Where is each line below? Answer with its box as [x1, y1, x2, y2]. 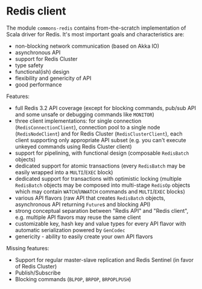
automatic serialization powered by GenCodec [14, 226, 125, 233]
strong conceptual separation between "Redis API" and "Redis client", [14, 207, 189, 214]
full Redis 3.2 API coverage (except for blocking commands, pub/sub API [14, 104, 197, 111]
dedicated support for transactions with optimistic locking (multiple [14, 175, 182, 182]
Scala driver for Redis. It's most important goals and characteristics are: [6, 30, 185, 37]
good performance [14, 80, 62, 88]
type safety [14, 62, 44, 69]
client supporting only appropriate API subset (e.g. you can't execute [14, 136, 186, 143]
